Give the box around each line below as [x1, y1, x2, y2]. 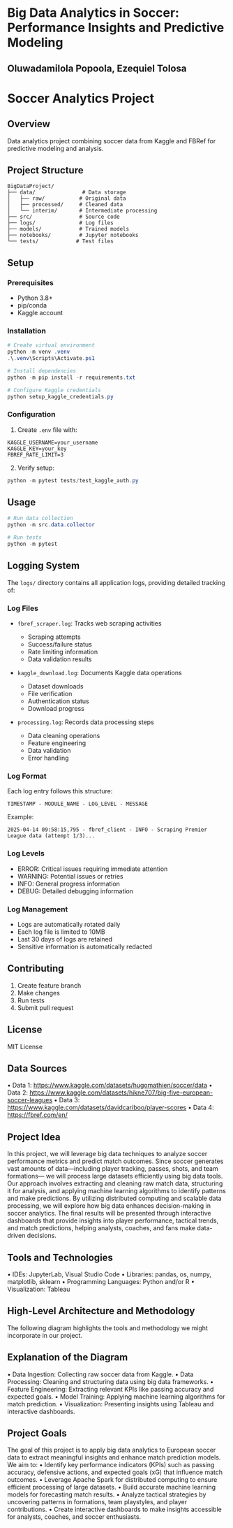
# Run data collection [7, 515, 73, 522]
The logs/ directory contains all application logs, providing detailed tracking [7, 578, 225, 586]
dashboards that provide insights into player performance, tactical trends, [7, 1216, 219, 1225]
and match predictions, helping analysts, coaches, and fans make [7, 1224, 196, 1232]
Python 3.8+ [17, 294, 54, 302]
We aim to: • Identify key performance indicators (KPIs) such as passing [7, 1461, 215, 1469]
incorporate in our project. [7, 1331, 82, 1339]
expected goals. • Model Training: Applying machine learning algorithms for [7, 1392, 225, 1401]
